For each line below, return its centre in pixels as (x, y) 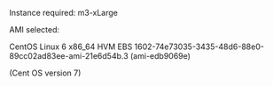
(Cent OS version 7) (45, 73)
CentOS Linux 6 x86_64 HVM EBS (71, 47)
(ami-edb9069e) (160, 56)
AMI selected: (35, 29)
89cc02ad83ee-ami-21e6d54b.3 (69, 56)
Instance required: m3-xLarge (63, 13)
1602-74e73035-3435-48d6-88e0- (199, 47)
